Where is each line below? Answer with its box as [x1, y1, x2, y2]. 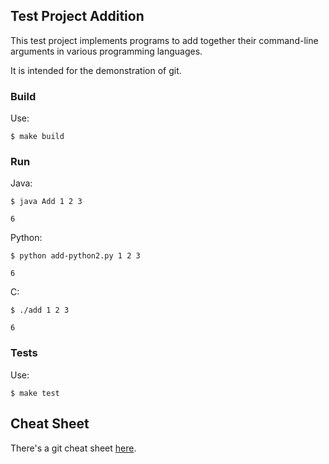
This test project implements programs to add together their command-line [10, 34, 319, 46]
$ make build [10, 132, 65, 142]
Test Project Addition [10, 8, 145, 25]
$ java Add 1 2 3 [10, 197, 83, 207]
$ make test [10, 388, 60, 398]
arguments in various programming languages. [10, 45, 203, 57]
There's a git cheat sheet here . [10, 442, 137, 454]
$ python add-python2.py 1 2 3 [10, 251, 141, 261]
